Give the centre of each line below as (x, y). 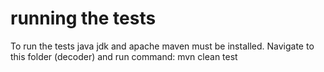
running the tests (83, 18)
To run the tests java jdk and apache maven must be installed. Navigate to (162, 46)
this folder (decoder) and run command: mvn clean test (124, 56)
